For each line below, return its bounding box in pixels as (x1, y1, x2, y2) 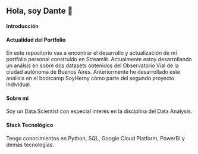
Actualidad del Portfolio (6, 36, 66, 43)
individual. (6, 81, 32, 88)
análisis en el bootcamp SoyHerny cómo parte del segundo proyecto (6, 75, 174, 82)
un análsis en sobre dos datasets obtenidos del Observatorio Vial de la (6, 62, 180, 69)
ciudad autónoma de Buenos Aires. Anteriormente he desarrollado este (6, 68, 180, 76)
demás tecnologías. (6, 141, 55, 148)
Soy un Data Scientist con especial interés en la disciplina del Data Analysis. (6, 108, 193, 115)
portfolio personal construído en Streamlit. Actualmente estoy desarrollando (6, 56, 192, 63)
